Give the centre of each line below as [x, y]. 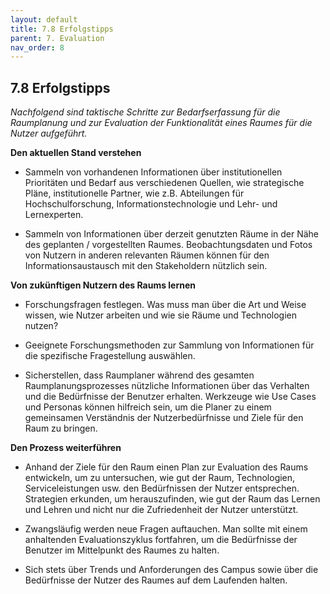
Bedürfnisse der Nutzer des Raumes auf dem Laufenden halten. [156, 580]
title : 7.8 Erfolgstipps [62, 29]
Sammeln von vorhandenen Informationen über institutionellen [153, 172]
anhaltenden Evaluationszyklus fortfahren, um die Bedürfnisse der [161, 540]
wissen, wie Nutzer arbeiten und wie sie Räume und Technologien [161, 315]
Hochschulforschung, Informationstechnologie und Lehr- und [151, 204]
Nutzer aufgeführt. [49, 133]
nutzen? [41, 326]
